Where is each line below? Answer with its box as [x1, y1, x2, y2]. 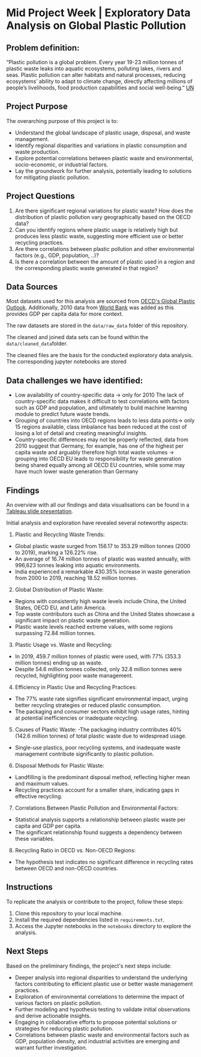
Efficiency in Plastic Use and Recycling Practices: [14, 684, 137, 691]
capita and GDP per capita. [14, 822, 82, 830]
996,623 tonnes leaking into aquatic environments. [14, 562, 141, 569]
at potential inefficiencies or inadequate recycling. [14, 714, 139, 721]
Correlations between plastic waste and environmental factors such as [14, 1031, 190, 1038]
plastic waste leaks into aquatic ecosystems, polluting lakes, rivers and [6, 65, 182, 72]
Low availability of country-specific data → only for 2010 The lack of [14, 391, 184, 399]
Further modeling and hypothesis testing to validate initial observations [14, 1005, 191, 1013]
